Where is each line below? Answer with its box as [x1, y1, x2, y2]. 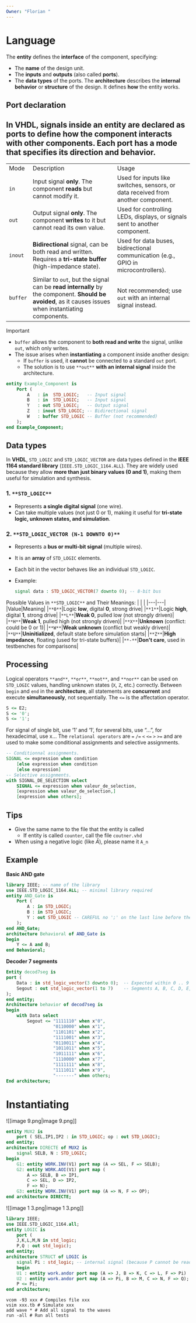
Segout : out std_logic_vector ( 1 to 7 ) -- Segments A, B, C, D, [16, 985, 184, 992]
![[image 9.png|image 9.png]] [6, 1117, 77, 1124]
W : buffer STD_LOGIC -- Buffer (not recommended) [27, 413, 158, 419]
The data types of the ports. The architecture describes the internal [14, 77, 181, 84]
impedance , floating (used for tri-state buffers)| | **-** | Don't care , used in [6, 636, 185, 643]
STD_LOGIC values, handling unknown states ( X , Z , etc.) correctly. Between [6, 681, 182, 688]
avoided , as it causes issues [33, 297, 111, 305]
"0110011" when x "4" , [52, 1040, 106, 1046]
